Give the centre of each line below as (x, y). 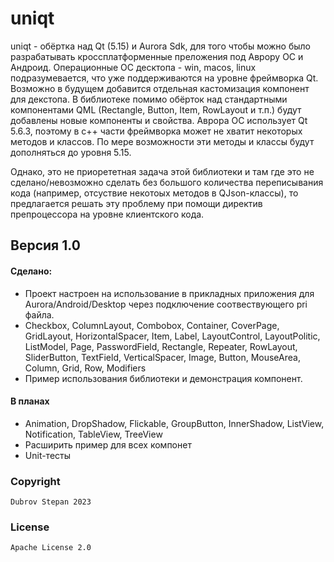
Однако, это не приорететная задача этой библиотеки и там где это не (162, 171)
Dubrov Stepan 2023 (51, 502)
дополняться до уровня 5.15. (71, 152)
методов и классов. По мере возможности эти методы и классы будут (162, 141)
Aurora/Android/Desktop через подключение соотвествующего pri (166, 304)
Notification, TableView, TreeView (93, 434)
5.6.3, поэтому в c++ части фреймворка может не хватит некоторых (156, 131)
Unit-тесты (48, 455)
